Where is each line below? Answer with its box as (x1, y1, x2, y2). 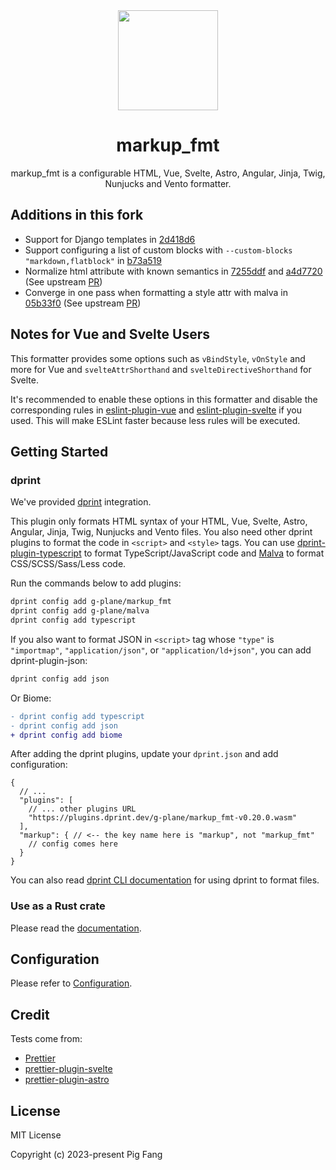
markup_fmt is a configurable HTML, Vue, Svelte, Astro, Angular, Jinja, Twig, (10, 167, 326, 179)
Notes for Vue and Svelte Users (10, 326, 211, 343)
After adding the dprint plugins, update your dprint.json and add (10, 748, 279, 760)
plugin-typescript (10, 547, 82, 559)
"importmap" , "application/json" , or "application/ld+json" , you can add (10, 644, 312, 656)
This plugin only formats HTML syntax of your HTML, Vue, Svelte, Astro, (10, 515, 308, 528)
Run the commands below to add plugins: (10, 577, 182, 589)
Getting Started (10, 443, 109, 460)
